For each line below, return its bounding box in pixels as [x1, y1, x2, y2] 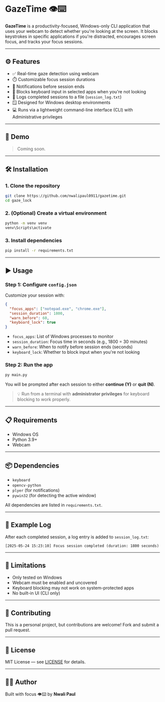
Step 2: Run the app [5, 362, 53, 368]
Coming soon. [17, 145, 46, 152]
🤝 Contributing [5, 609, 51, 617]
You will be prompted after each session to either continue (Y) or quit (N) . [5, 381, 155, 388]
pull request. [5, 627, 30, 633]
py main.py [5, 372, 27, 378]
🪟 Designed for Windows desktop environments [12, 99, 110, 105]
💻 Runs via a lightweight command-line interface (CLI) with [12, 107, 134, 112]
